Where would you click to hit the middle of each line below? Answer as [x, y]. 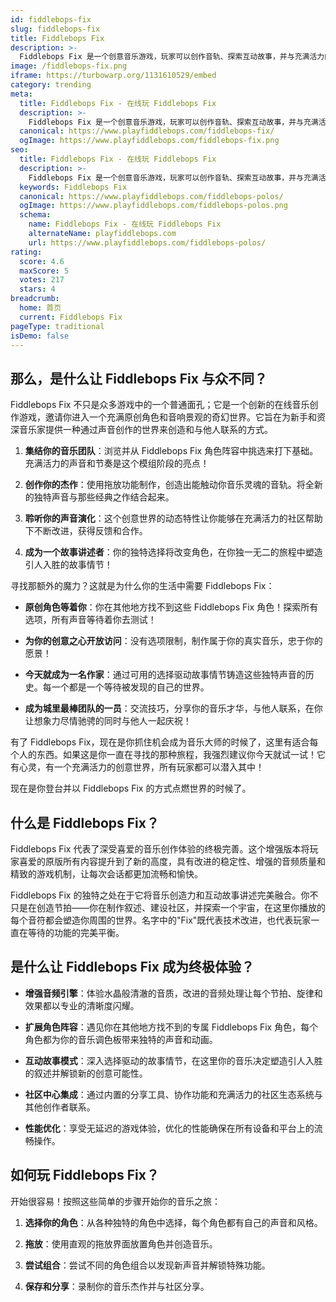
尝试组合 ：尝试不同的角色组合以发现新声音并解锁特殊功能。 [147, 1265]
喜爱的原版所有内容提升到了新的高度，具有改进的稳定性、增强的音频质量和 [172, 861]
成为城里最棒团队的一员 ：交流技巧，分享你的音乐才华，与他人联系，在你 [173, 708]
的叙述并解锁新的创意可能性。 [86, 1073]
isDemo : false [40, 336]
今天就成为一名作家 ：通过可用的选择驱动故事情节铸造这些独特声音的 [165, 675]
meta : [21, 94]
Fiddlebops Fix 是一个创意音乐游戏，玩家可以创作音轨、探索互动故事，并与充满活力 [172, 57]
